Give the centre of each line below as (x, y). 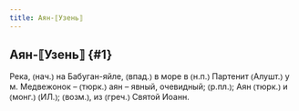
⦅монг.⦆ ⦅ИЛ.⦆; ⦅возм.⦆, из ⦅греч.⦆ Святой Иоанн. (99, 97)
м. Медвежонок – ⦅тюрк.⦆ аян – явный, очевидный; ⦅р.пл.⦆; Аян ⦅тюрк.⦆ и (149, 86)
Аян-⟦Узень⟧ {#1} (61, 55)
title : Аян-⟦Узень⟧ (46, 18)
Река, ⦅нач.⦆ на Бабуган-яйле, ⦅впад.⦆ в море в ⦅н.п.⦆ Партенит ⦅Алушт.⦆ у (149, 76)
